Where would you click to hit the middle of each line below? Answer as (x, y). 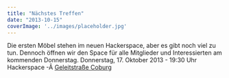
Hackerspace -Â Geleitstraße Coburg (59, 67)
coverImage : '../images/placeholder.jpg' (67, 26)
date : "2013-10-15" (35, 20)
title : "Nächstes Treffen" (46, 13)
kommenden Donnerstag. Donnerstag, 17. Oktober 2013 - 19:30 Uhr (102, 60)
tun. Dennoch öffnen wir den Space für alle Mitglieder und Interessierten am (115, 53)
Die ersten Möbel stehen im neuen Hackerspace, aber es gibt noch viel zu (111, 46)
